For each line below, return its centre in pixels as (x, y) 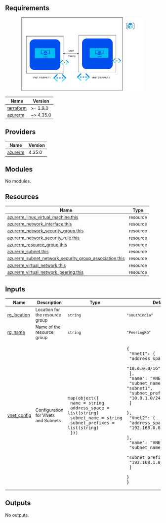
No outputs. (17, 515)
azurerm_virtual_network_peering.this (45, 272)
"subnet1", (140, 388)
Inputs (15, 289)
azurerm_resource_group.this (37, 245)
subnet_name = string (96, 418)
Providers (21, 132)
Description (49, 302)
